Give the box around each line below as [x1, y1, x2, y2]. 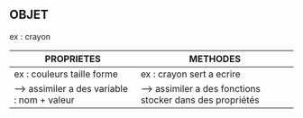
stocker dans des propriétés [140, 94, 260, 106]
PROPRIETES [44, 52, 102, 65]
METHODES [188, 52, 242, 65]
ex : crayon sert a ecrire [140, 68, 241, 80]
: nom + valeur [14, 94, 75, 106]
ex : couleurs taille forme [14, 68, 119, 80]
